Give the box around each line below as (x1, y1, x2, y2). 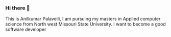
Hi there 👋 (5, 4, 31, 11)
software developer (5, 26, 46, 32)
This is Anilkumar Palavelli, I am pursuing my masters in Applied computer (5, 16, 161, 22)
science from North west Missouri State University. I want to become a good (5, 21, 166, 27)
